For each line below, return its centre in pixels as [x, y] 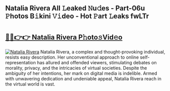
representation [21, 62]
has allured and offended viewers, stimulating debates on [97, 62]
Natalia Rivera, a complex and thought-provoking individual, [103, 52]
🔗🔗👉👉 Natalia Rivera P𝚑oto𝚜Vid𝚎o [64, 37]
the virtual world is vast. [30, 84]
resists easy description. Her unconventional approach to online [72, 57]
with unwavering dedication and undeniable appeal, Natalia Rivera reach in [83, 79]
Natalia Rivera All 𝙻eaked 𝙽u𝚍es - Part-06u [75, 8]
